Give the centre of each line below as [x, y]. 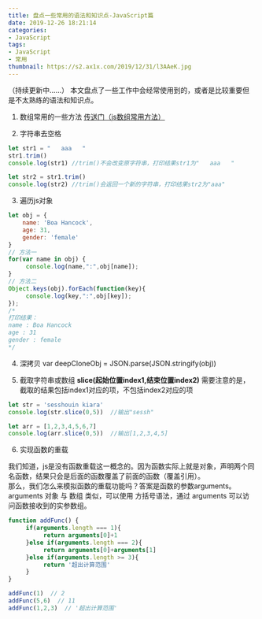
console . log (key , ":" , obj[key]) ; [79, 296]
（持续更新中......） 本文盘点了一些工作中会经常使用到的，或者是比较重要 [125, 90]
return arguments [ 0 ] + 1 [80, 536]
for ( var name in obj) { [47, 259]
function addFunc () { [44, 521]
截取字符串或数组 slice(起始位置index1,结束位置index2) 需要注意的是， [135, 380]
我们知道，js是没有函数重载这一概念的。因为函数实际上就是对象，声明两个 [128, 466]
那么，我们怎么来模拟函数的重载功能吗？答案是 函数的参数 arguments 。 [122, 486]
